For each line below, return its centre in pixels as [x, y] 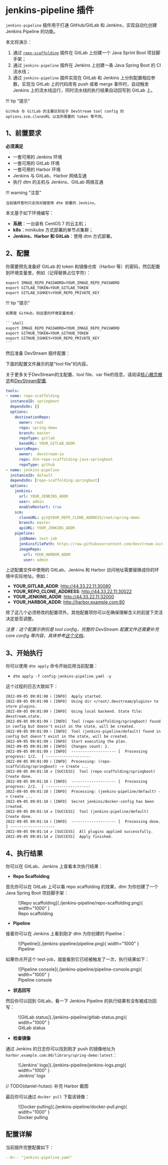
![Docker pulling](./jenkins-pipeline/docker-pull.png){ [73, 1107]
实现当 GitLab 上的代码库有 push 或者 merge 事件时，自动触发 [85, 84]
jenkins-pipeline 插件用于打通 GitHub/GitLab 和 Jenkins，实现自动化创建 [81, 25]
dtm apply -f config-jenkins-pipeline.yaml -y [62, 677]
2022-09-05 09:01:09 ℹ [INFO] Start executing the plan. [67, 742]
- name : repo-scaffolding [32, 396]
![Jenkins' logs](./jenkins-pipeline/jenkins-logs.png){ [72, 1065]
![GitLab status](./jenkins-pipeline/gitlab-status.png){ [73, 1017]
